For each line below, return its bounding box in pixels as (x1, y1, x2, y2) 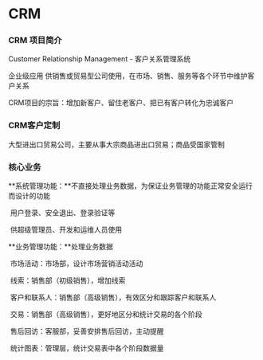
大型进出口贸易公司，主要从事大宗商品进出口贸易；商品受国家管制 (8, 139, 225, 149)
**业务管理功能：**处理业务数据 (8, 242, 114, 252)
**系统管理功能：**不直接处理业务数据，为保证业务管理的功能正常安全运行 (8, 181, 253, 191)
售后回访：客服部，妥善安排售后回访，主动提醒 (10, 327, 164, 336)
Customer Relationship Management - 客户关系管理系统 (8, 54, 191, 64)
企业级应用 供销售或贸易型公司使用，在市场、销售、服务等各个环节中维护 (8, 71, 248, 80)
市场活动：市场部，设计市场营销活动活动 (10, 259, 143, 268)
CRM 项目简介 (8, 35, 62, 46)
